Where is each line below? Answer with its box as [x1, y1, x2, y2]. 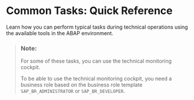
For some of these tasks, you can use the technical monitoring [20, 57, 172, 65]
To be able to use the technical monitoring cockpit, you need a [20, 75, 172, 82]
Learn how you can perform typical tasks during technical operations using [6, 23, 188, 30]
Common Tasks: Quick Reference [6, 4, 173, 18]
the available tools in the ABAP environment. [6, 29, 113, 36]
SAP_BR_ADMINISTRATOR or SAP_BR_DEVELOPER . [20, 88, 125, 95]
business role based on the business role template [20, 81, 143, 88]
